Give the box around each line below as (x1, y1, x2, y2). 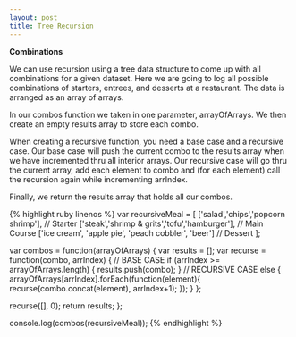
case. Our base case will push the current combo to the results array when (9, 145, 284, 156)
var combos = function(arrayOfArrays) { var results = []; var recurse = (9, 245, 266, 256)
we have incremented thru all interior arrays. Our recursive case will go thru (9, 155, 288, 165)
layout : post (9, 13, 58, 22)
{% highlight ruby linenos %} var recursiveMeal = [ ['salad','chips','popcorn (9, 208, 286, 219)
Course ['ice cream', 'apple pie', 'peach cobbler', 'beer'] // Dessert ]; (9, 227, 261, 238)
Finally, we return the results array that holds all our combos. (9, 191, 233, 202)
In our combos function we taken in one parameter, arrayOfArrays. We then (9, 109, 287, 120)
